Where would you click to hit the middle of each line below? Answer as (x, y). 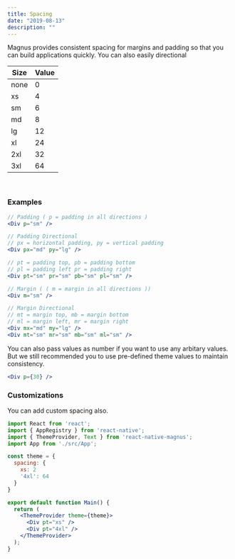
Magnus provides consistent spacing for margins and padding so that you (116, 48)
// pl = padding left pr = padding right (70, 269)
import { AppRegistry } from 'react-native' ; (76, 430)
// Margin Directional (41, 308)
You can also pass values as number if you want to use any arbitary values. (118, 348)
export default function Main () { (59, 503)
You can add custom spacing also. (58, 411)
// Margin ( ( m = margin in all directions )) (79, 289)
